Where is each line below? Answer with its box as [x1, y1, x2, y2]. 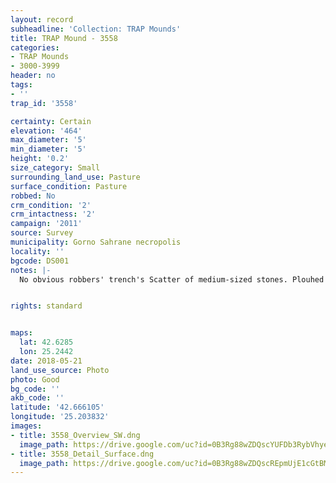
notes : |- [10, 265, 52, 275]
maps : [10, 328, 33, 338]
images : [10, 421, 43, 431]
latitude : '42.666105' [10, 402, 105, 413]
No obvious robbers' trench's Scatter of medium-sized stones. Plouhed [19, 274, 325, 285]
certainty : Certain [10, 116, 92, 126]
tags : [10, 80, 33, 90]
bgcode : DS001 [10, 256, 70, 266]
